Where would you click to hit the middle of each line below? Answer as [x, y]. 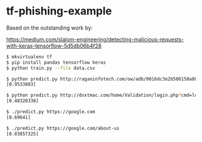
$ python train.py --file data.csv [51, 68]
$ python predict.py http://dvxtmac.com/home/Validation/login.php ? [94, 95]
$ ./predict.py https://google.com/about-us [63, 128]
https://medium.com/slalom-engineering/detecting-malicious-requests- [95, 39]
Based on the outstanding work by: [50, 28]
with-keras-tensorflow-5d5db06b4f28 [54, 46]
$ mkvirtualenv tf [29, 57]
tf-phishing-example [59, 11]
